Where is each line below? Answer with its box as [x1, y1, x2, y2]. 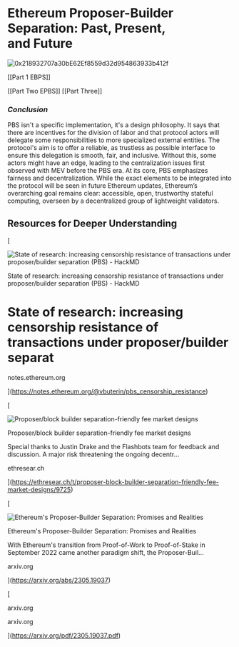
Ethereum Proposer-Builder [7, 5, 174, 21]
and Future [7, 36, 73, 51]
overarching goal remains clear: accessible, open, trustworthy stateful [7, 189, 213, 198]
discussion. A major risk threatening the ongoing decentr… [7, 450, 180, 458]
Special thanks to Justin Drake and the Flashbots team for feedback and [7, 442, 220, 451]
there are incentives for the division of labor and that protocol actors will [7, 129, 220, 137]
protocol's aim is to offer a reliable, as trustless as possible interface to [7, 144, 215, 152]
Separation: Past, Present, [7, 20, 166, 36]
